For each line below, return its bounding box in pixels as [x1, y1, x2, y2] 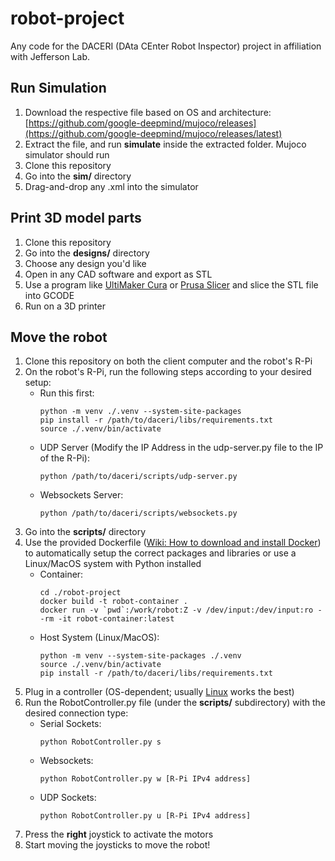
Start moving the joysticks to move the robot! [24, 839, 211, 851]
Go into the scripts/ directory [24, 526, 147, 538]
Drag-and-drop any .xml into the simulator [24, 180, 199, 192]
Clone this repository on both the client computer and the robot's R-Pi [24, 355, 313, 367]
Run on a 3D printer [24, 300, 106, 312]
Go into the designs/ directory [24, 247, 150, 259]
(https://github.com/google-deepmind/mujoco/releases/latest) [24, 127, 283, 139]
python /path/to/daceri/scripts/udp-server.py [39, 472, 238, 482]
